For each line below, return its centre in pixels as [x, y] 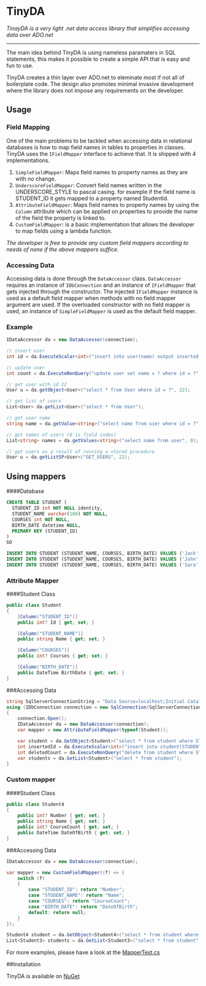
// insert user [26, 351]
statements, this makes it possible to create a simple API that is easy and [98, 59]
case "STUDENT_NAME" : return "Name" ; [76, 895]
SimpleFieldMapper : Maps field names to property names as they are [101, 172]
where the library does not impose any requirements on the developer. [95, 90]
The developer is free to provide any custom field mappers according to [97, 243]
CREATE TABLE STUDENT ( [37, 503]
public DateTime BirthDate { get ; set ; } [71, 673]
